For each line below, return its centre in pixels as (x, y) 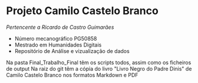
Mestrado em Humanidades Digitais (58, 45)
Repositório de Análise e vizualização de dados (72, 51)
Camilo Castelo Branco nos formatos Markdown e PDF (72, 75)
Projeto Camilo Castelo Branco (82, 11)
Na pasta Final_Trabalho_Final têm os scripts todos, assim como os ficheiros (99, 62)
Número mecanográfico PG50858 (56, 38)
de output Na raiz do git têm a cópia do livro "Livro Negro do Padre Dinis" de (99, 68)
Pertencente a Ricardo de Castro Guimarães (60, 27)
